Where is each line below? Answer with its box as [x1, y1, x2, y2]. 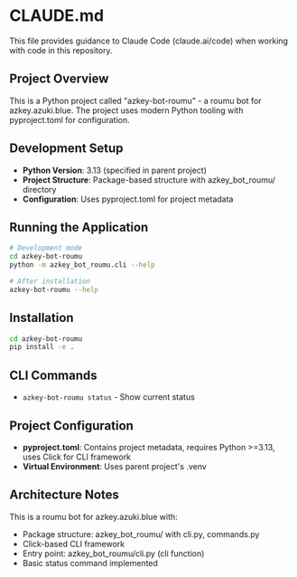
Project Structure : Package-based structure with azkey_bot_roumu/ [22, 174, 276, 185]
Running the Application [9, 219, 149, 235]
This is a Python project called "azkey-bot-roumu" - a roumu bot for [9, 95, 262, 106]
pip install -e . [9, 343, 75, 352]
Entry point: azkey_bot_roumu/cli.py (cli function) [22, 548, 205, 559]
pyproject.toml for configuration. [9, 114, 131, 125]
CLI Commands [9, 367, 97, 383]
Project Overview [9, 71, 109, 87]
